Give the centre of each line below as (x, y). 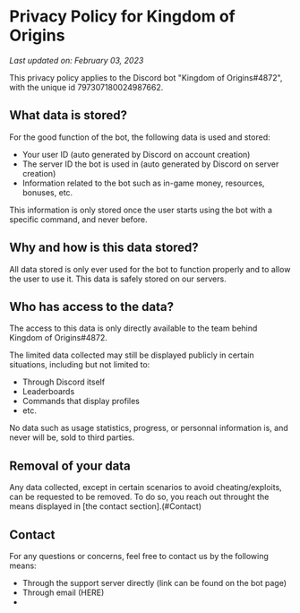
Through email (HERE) (63, 592)
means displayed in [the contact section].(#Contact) (105, 506)
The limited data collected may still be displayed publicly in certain (132, 355)
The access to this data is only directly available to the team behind (133, 328)
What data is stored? (69, 115)
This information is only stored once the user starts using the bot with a (141, 210)
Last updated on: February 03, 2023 (77, 60)
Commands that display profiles (81, 401)
